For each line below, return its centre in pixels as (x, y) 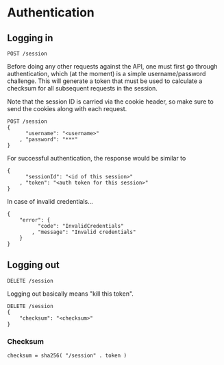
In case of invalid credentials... (50, 201)
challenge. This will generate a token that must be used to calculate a (105, 81)
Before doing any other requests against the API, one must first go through (112, 66)
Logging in (30, 38)
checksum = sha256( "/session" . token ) (67, 356)
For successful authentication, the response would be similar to (97, 158)
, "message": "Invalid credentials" (84, 232)
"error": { (35, 220)
